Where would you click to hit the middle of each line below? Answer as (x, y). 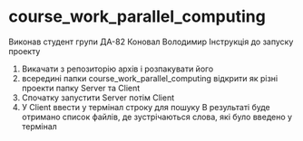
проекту (24, 51)
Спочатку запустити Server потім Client (98, 98)
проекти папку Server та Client (81, 88)
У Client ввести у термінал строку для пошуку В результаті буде (146, 107)
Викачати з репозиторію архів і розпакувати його (117, 69)
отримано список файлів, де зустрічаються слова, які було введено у (156, 117)
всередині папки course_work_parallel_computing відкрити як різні (150, 78)
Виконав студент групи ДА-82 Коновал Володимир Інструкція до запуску (151, 42)
